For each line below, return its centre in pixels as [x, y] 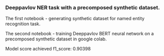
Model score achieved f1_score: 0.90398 [48, 49]
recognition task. [23, 24]
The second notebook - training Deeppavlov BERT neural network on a [80, 34]
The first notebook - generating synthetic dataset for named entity [75, 19]
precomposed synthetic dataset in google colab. [56, 39]
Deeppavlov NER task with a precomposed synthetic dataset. [83, 8]
